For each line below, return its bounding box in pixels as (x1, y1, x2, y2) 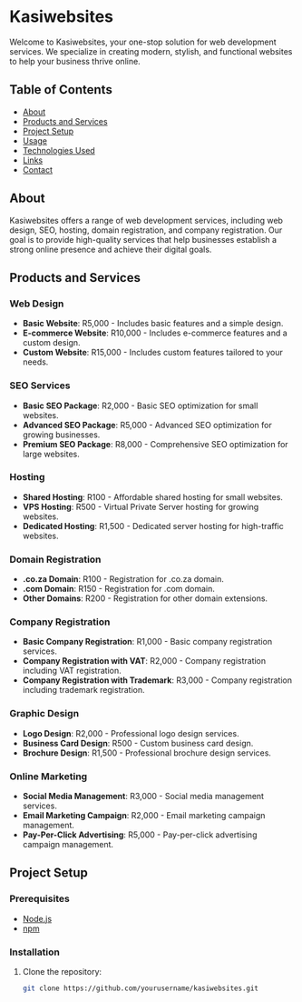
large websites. (22, 448, 80, 459)
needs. (22, 356, 49, 367)
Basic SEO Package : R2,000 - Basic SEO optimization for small (22, 400, 258, 411)
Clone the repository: (22, 967, 102, 977)
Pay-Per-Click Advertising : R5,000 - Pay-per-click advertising (22, 829, 258, 840)
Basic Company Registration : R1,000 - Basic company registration (22, 636, 273, 647)
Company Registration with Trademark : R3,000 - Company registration (22, 675, 293, 686)
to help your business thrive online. (9, 55, 141, 66)
